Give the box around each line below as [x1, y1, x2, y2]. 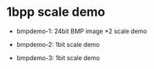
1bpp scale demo [6, 4, 106, 20]
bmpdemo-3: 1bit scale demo [16, 53, 100, 62]
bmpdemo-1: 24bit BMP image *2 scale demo [16, 27, 148, 35]
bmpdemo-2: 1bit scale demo [16, 40, 100, 48]
